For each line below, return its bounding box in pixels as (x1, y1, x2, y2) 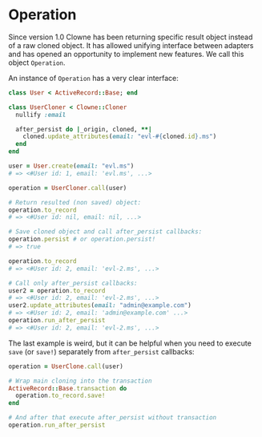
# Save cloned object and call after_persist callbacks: (8, 228, 203, 236)
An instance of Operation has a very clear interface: (8, 73, 179, 83)
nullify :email (15, 111, 67, 119)
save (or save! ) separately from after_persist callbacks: (8, 346, 195, 356)
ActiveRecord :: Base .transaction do (8, 384, 127, 392)
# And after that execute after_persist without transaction (8, 414, 217, 422)
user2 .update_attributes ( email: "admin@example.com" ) (8, 301, 192, 310)
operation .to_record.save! (15, 391, 106, 400)
